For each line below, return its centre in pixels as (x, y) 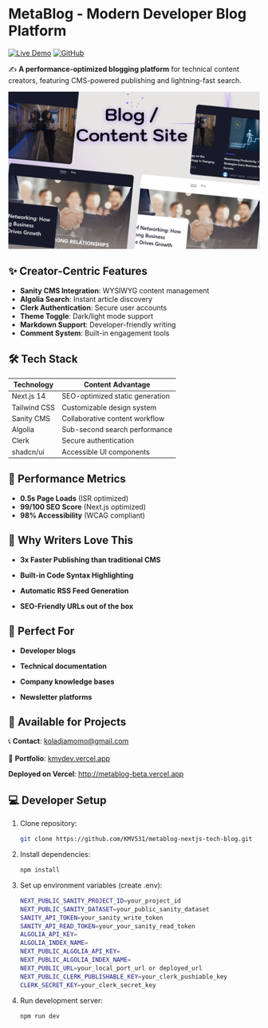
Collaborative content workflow (113, 418)
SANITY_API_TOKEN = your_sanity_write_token (91, 918)
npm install (39, 870)
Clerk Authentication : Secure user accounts (93, 308)
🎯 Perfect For (41, 631)
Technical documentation (63, 666)
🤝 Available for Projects (67, 722)
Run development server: (61, 1000)
